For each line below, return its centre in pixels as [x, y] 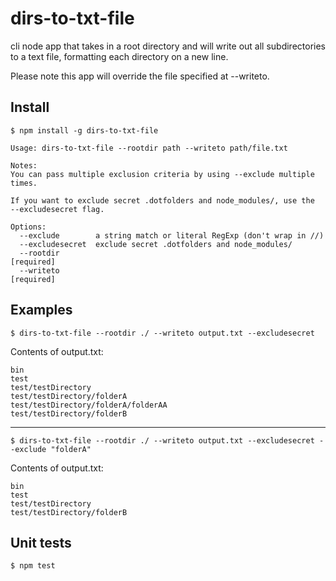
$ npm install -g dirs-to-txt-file [84, 130]
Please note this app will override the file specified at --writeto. [140, 76]
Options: [28, 227]
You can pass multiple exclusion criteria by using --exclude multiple [162, 174]
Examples [41, 310]
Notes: [24, 165]
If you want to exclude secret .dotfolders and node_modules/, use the [162, 200]
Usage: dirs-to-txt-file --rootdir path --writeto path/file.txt [149, 148]
